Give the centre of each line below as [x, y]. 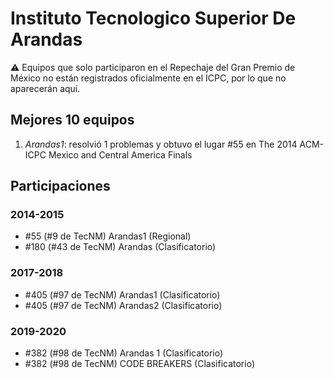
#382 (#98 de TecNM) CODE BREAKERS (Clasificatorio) [140, 364]
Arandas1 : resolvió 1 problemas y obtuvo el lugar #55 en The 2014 [161, 144]
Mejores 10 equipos [72, 120]
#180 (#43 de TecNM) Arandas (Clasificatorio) [120, 247]
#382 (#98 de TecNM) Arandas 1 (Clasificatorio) [124, 353]
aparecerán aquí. [45, 88]
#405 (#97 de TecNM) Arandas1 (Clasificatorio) [122, 294]
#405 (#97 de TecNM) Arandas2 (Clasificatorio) [123, 305]
